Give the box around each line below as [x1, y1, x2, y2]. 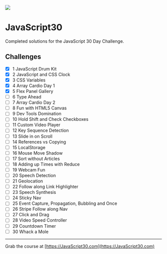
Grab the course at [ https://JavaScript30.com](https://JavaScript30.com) [5, 243, 155, 249]
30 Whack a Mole [12, 229, 49, 235]
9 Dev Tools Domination [12, 111, 62, 117]
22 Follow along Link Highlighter [12, 184, 79, 190]
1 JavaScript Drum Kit [12, 66, 57, 72]
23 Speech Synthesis [12, 189, 56, 195]
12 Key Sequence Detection [12, 127, 69, 134]
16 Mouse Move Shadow [12, 150, 63, 156]
